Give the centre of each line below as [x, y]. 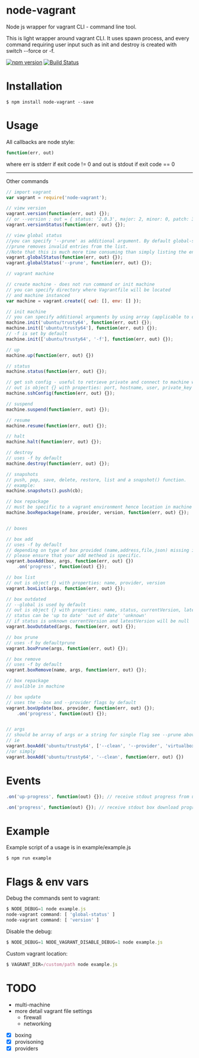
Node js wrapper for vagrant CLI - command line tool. [71, 27]
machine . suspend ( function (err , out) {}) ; [58, 410]
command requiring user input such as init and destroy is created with [92, 44]
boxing [23, 1035]
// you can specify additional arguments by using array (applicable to [98, 317]
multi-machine [32, 1005]
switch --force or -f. [31, 50]
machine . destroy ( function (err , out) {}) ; [58, 464]
